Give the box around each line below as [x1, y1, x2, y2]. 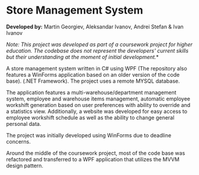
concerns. [6, 138, 31, 145]
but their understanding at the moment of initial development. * [6, 53, 159, 60]
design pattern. [6, 162, 43, 169]
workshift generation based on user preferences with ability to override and [6, 101, 191, 108]
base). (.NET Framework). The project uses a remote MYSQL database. [6, 77, 180, 85]
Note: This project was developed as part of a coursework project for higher [6, 41, 192, 48]
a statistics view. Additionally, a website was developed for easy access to [6, 108, 188, 115]
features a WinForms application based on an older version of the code [6, 71, 180, 78]
